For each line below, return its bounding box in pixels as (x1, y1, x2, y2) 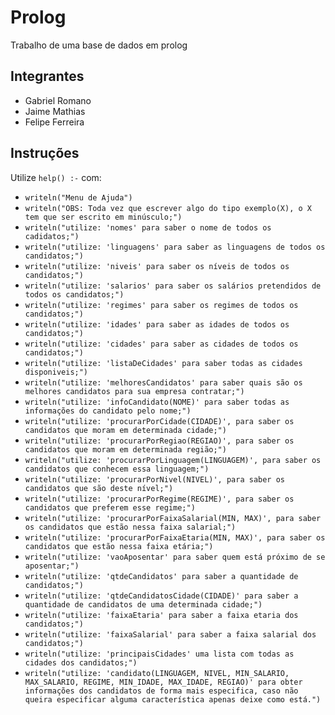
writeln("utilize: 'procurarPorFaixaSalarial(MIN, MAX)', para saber (24, 513, 322, 523)
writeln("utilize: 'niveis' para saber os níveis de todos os (24, 261, 290, 271)
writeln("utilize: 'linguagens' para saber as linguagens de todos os (24, 242, 326, 252)
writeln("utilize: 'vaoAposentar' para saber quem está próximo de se (24, 552, 326, 562)
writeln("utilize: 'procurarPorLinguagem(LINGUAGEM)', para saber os (24, 455, 322, 465)
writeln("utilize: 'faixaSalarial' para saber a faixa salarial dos (24, 629, 317, 640)
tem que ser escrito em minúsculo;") (24, 212, 183, 222)
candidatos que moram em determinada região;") (24, 444, 227, 455)
